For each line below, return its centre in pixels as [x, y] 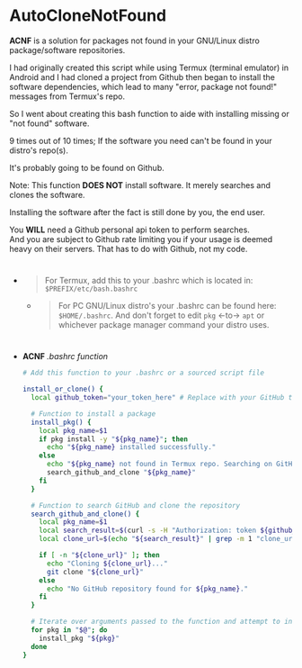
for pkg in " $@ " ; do [69, 630]
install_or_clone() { [62, 389]
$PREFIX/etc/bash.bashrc [91, 289]
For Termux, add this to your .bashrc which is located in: [149, 281]
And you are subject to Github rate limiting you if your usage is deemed [141, 239]
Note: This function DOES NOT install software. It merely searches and [140, 185]
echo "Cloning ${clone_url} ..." [107, 564]
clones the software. [47, 194]
